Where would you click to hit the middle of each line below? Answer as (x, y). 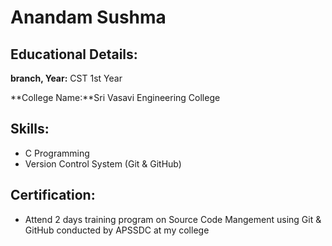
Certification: (53, 195)
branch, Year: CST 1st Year (66, 78)
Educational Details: (74, 54)
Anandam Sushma (88, 17)
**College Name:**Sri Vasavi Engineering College (115, 97)
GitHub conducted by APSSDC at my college (117, 230)
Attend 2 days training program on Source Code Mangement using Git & (173, 219)
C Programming (57, 153)
